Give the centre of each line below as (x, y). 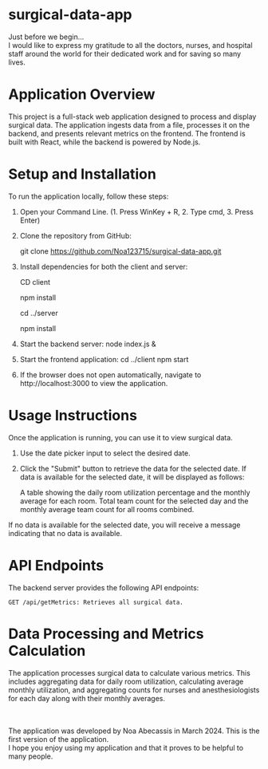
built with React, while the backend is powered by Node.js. (104, 142)
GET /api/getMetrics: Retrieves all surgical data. (96, 602)
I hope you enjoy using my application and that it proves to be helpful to (126, 747)
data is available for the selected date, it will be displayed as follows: (132, 477)
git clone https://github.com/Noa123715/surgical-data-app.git (120, 251)
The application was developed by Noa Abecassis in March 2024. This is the (134, 731)
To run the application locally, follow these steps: (89, 196)
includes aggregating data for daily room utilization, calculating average (126, 681)
